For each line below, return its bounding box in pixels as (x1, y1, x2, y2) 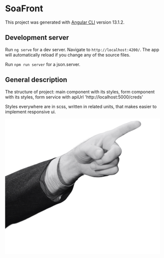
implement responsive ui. (5, 109, 56, 115)
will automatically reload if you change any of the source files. (5, 52, 131, 58)
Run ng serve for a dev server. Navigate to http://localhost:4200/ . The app (5, 46, 160, 52)
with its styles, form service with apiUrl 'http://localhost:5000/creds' (5, 94, 143, 100)
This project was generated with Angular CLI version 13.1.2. (5, 19, 125, 25)
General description (5, 76, 67, 84)
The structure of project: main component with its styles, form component (5, 89, 155, 95)
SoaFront (5, 3, 43, 14)
